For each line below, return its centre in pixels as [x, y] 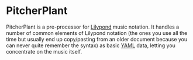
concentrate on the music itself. [44, 51]
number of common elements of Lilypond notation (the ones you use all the [97, 33]
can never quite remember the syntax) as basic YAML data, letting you [91, 45]
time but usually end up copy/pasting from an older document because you [97, 39]
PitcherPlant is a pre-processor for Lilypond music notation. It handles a [93, 27]
